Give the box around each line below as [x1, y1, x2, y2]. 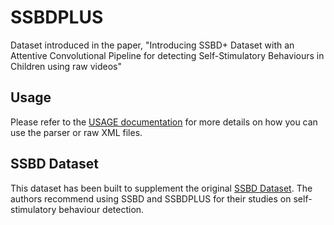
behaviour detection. [58, 203, 145, 215]
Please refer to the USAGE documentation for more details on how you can [10, 116, 318, 128]
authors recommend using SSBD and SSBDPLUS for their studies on [10, 192, 292, 205]
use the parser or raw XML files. [10, 126, 143, 138]
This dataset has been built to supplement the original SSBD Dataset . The [10, 182, 313, 194]
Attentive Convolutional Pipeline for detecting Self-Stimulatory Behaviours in [10, 49, 325, 61]
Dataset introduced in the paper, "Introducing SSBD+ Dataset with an [10, 39, 295, 51]
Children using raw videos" [10, 60, 122, 72]
